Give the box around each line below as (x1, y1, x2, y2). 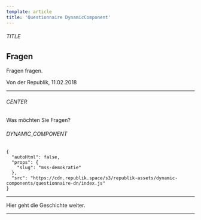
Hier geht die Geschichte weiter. (6, 201, 86, 209)
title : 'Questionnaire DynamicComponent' (6, 14, 111, 20)
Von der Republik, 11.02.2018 (6, 79, 77, 86)
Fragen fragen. (6, 67, 43, 75)
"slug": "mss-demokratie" (17, 164, 82, 170)
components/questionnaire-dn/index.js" (6, 180, 106, 186)
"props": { (11, 159, 39, 165)
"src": (11, 175, 28, 181)
